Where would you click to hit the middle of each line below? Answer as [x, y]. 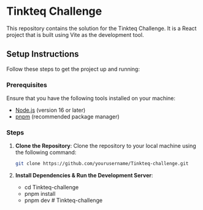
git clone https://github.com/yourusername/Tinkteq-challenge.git [102, 164]
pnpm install [40, 194]
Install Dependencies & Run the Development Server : [84, 176]
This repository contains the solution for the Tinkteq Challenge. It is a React [101, 28]
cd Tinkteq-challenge [52, 187]
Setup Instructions [43, 54]
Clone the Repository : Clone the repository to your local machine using [105, 146]
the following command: [46, 152]
